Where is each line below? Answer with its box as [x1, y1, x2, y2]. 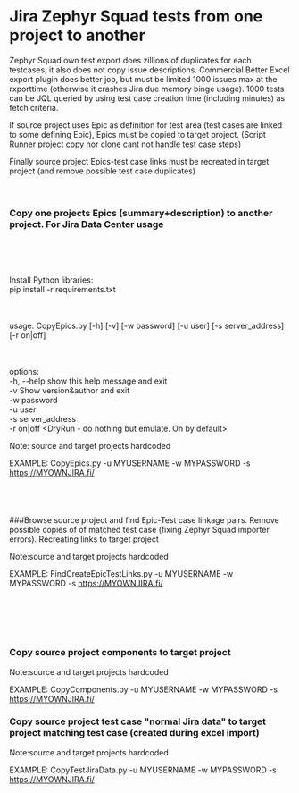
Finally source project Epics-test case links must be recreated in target [9, 156, 270, 166]
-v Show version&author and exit [9, 385, 130, 396]
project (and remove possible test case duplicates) [9, 165, 196, 176]
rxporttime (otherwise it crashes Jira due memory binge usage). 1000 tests [9, 83, 285, 94]
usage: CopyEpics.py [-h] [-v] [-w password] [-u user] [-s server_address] [9, 320, 285, 332]
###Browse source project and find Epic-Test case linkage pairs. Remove [9, 515, 279, 526]
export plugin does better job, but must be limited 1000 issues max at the [9, 73, 278, 84]
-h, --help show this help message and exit [9, 375, 168, 386]
